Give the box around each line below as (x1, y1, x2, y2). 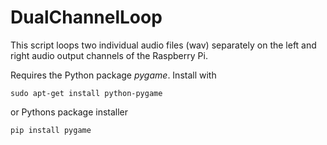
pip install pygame (10, 125, 92, 135)
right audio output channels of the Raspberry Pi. (10, 49, 208, 61)
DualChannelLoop (10, 6, 163, 29)
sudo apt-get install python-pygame (10, 88, 163, 98)
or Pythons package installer (10, 106, 129, 118)
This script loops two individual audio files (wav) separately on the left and (10, 39, 317, 51)
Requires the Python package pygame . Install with (10, 69, 217, 81)
